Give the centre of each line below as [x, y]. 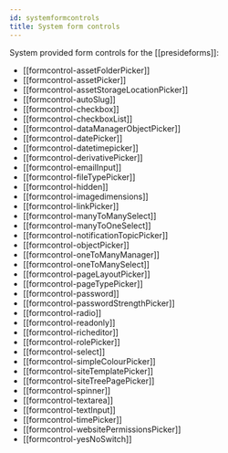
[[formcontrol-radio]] [62, 312]
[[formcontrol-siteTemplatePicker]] [88, 371]
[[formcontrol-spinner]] [67, 390]
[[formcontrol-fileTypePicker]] [79, 177]
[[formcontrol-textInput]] [69, 410]
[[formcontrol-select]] [64, 352]
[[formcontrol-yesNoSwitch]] [77, 438]
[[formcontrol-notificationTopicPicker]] [95, 235]
